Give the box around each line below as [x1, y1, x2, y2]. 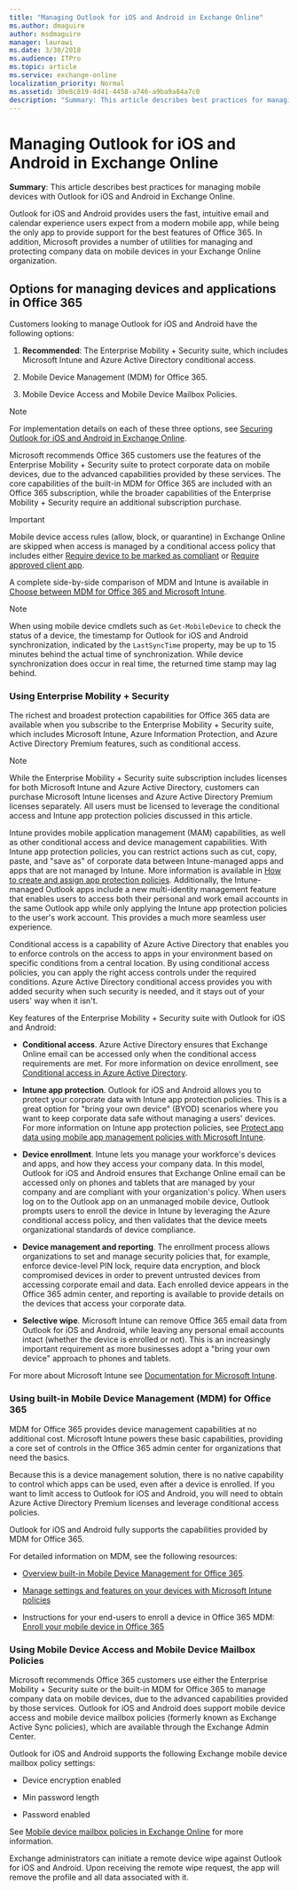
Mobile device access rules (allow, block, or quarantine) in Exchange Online [9, 531, 286, 542]
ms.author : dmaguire [9, 21, 86, 30]
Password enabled [21, 1809, 90, 1820]
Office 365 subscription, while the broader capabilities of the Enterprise [9, 488, 271, 498]
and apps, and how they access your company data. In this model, [21, 1158, 265, 1169]
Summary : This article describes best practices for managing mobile [9, 182, 262, 192]
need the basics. [9, 1452, 70, 1463]
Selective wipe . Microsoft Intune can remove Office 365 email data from [21, 1315, 287, 1326]
